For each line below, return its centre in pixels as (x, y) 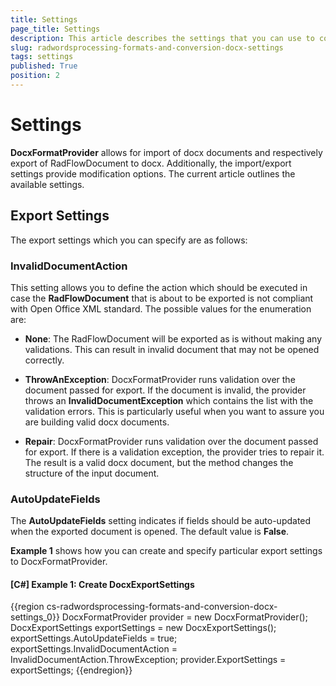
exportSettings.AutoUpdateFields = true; (94, 638)
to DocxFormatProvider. (59, 562)
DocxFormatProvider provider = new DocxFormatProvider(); (184, 617)
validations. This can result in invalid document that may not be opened (172, 349)
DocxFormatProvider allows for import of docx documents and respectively (166, 152)
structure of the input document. (92, 473)
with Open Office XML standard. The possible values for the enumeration (161, 308)
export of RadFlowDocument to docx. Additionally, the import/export (151, 163)
